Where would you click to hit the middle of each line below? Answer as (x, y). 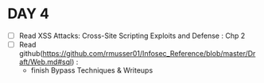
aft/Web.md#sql (45, 62)
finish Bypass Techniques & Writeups (92, 70)
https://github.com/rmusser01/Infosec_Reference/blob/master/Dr (149, 54)
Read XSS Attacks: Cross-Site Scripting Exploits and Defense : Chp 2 (132, 36)
